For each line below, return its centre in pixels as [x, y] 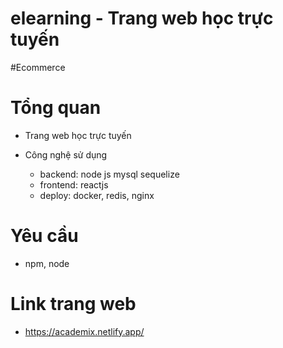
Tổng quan [56, 108]
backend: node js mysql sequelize [109, 174]
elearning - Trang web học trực [142, 18]
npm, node [47, 263]
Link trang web [73, 304]
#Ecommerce [38, 67]
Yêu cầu [44, 236]
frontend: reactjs [74, 184]
